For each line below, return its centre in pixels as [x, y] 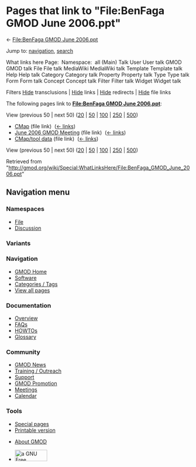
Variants [18, 243]
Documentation [29, 305]
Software [25, 278]
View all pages [32, 290]
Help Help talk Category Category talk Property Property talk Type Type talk [98, 74]
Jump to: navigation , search [39, 50]
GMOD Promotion [36, 384]
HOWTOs [26, 331]
